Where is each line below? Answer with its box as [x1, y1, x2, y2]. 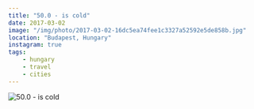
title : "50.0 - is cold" [8, 11, 90, 20]
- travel [22, 63, 52, 71]
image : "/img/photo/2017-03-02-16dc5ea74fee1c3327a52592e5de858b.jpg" [8, 26, 247, 34]
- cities [22, 70, 52, 78]
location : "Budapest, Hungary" [8, 33, 112, 42]
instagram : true [8, 41, 62, 49]
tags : [8, 48, 26, 56]
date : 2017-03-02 [8, 19, 66, 27]
